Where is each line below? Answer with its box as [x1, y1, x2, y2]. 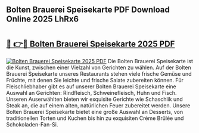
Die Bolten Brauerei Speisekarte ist [107, 58, 194, 64]
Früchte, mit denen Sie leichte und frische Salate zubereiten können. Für [6, 77, 184, 83]
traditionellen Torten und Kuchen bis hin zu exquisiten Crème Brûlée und [6, 115, 184, 122]
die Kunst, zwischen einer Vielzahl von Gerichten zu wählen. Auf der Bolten [6, 64, 192, 71]
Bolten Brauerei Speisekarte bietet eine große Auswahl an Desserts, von [6, 109, 184, 115]
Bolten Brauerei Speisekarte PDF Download [6, 5, 170, 15]
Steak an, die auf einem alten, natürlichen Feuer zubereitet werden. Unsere [6, 102, 191, 109]
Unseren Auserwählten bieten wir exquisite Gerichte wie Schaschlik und [6, 95, 183, 103]
